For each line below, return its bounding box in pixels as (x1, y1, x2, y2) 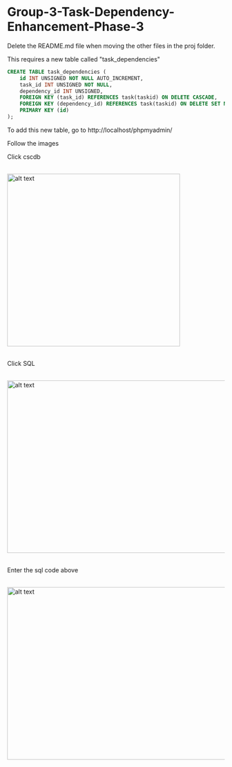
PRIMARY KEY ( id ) (19, 107, 70, 114)
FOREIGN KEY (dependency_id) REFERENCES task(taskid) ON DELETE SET (19, 101, 221, 108)
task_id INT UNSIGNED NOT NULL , (19, 81, 113, 88)
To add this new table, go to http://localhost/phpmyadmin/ (7, 126, 173, 134)
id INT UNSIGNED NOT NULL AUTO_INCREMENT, (19, 75, 144, 81)
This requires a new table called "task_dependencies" (7, 55, 161, 63)
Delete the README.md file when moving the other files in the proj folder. (7, 41, 215, 50)
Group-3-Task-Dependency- (7, 4, 175, 20)
